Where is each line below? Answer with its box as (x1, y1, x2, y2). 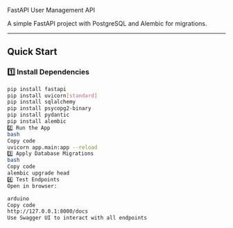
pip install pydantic (7, 111, 70, 119)
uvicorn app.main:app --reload (7, 144, 98, 151)
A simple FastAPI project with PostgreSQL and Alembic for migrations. (7, 19, 207, 27)
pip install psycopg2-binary (7, 105, 92, 112)
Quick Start (7, 46, 58, 58)
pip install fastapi (7, 85, 67, 92)
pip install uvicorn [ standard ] (7, 92, 98, 99)
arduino (7, 195, 30, 202)
